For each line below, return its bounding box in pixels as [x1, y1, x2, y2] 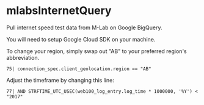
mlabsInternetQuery [6, 4, 112, 18]
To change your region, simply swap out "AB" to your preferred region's [6, 47, 188, 55]
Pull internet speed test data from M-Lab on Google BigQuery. [6, 24, 162, 31]
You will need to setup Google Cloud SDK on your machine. [6, 35, 156, 43]
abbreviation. [6, 54, 40, 61]
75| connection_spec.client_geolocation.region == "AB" [6, 65, 151, 72]
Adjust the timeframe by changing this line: [6, 76, 114, 84]
